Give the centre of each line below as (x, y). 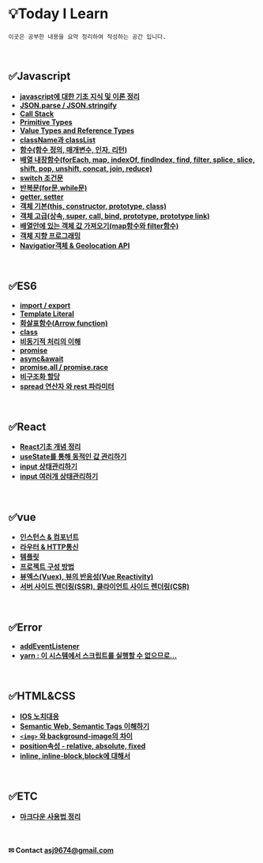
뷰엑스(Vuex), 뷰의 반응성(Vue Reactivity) (86, 577)
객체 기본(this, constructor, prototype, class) (93, 205)
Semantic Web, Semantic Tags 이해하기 (85, 726)
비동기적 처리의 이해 (50, 341)
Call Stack (37, 113)
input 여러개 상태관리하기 (59, 477)
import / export (45, 305)
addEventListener (50, 646)
